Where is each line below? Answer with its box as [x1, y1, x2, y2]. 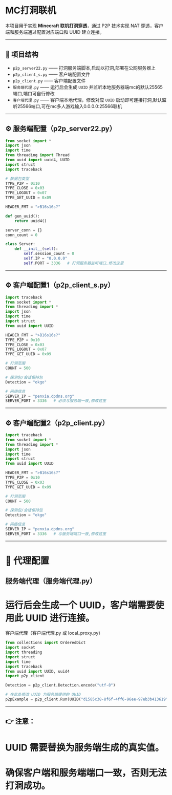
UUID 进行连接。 [25, 612, 95, 624]
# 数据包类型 [5, 176, 29, 181]
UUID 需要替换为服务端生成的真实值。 [5, 742, 164, 753]
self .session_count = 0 [24, 251, 74, 256]
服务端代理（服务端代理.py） [5, 577, 97, 586]
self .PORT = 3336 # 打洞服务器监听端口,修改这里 [24, 261, 124, 266]
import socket [5, 645, 36, 650]
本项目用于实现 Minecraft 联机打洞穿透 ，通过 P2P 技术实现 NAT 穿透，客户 [5, 23, 164, 29]
